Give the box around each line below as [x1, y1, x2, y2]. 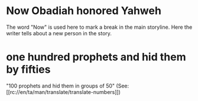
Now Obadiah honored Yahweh [6, 4, 161, 18]
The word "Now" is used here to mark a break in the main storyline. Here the [6, 23, 193, 31]
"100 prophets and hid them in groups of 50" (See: [6, 82, 129, 89]
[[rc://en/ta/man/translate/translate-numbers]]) [6, 88, 121, 95]
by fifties [6, 63, 51, 76]
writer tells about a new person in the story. [6, 29, 112, 36]
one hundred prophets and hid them [6, 51, 186, 64]
